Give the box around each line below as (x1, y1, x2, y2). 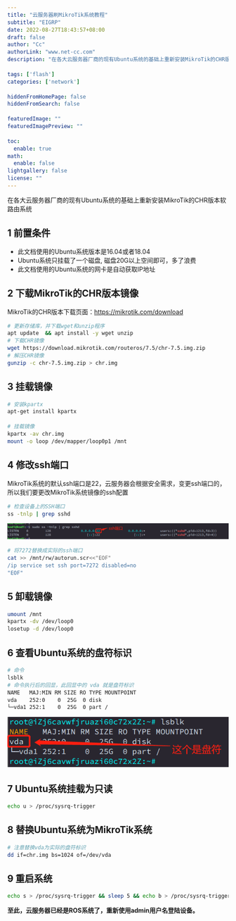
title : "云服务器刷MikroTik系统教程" (7, 11, 108, 18)
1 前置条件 (7, 227, 51, 239)
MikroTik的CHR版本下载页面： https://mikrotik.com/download (7, 307, 184, 316)
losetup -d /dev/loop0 (7, 625, 74, 633)
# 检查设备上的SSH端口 (7, 503, 65, 510)
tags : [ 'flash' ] (7, 70, 55, 77)
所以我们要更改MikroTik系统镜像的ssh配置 (7, 488, 129, 496)
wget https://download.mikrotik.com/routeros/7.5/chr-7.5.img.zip (7, 345, 206, 352)
